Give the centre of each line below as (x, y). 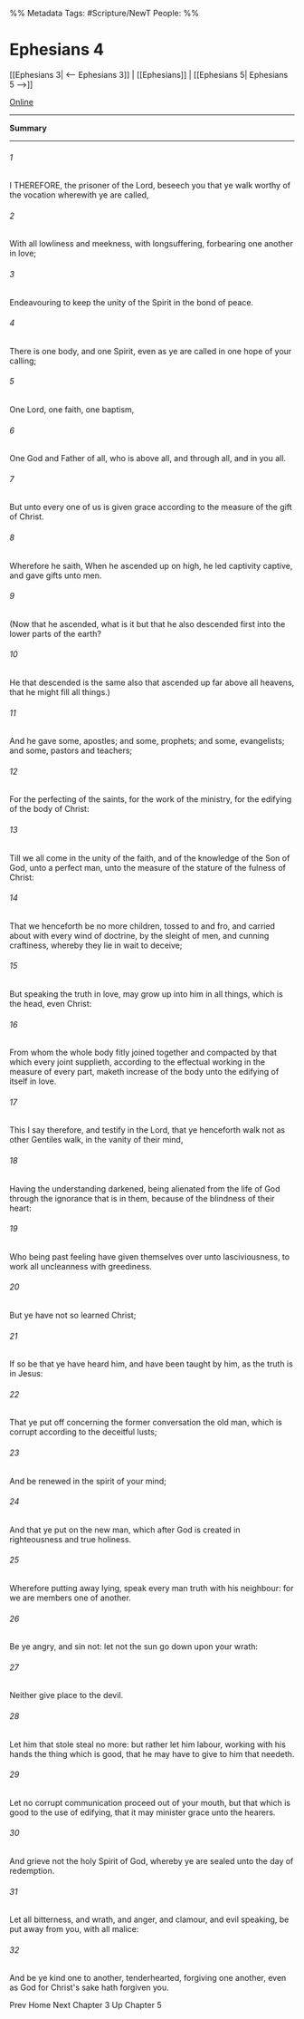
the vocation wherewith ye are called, (79, 195)
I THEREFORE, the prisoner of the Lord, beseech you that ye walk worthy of (150, 186)
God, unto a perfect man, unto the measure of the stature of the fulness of (148, 867)
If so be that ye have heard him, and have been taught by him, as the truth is (152, 1364)
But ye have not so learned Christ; (73, 1315)
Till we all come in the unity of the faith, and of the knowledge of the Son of (150, 858)
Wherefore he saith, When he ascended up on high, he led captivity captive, (151, 565)
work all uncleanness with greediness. (81, 1266)
